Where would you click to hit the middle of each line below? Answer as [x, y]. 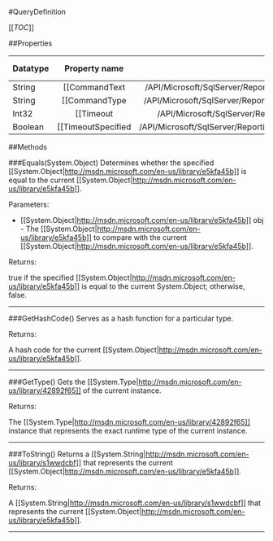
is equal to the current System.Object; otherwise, [163, 286]
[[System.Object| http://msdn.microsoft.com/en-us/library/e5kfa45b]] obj [142, 220]
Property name [94, 68]
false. [17, 295]
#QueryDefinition [37, 12]
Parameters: [29, 204]
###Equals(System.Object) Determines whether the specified [111, 163]
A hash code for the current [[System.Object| [84, 350]
